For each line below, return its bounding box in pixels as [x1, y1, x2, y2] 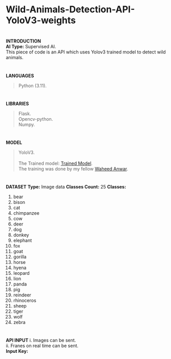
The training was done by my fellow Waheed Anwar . [18, 165, 129, 172]
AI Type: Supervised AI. [6, 44, 56, 50]
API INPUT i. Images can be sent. [6, 337, 76, 344]
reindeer [13, 292, 31, 298]
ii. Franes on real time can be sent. [6, 343, 79, 349]
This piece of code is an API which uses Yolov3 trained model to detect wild [6, 49, 166, 55]
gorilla [13, 254, 27, 260]
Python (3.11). [18, 82, 47, 88]
